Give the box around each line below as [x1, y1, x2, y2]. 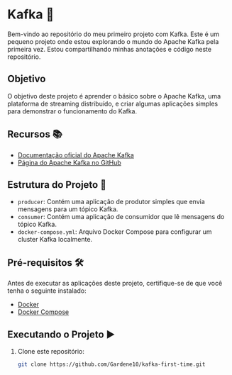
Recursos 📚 [7, 128, 62, 140]
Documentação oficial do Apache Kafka [17, 150, 135, 159]
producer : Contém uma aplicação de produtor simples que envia [17, 198, 205, 206]
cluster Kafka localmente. [17, 235, 93, 244]
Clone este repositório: [17, 347, 85, 355]
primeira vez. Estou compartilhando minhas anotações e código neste [7, 45, 211, 53]
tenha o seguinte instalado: [7, 286, 87, 295]
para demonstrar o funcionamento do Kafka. [7, 106, 137, 116]
